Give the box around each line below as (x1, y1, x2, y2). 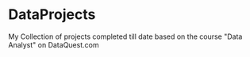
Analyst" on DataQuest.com (8, 40, 99, 49)
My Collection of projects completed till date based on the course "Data (8, 32, 243, 41)
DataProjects (8, 6, 96, 24)
